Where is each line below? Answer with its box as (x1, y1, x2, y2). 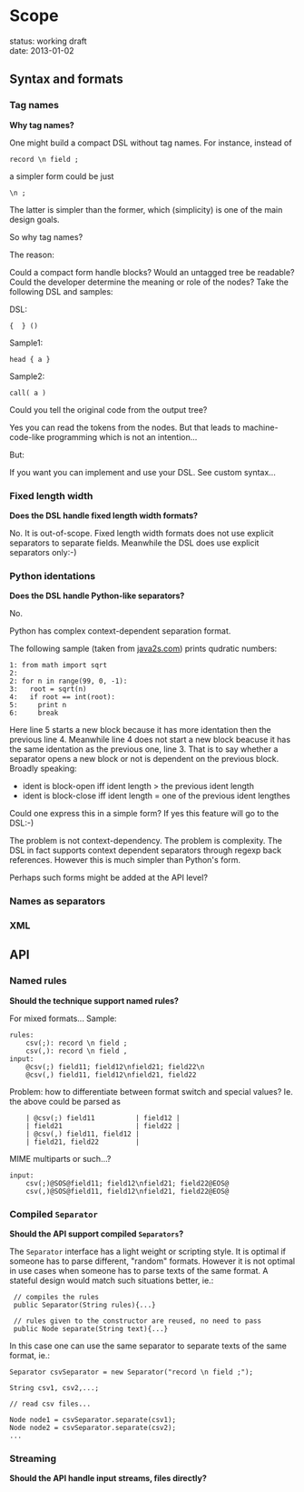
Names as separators (9, 895, 106, 907)
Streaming (9, 1452, 57, 1465)
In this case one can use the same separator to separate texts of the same (9, 1340, 288, 1351)
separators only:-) (9, 546, 77, 557)
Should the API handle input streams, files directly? (9, 1473, 207, 1484)
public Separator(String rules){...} (13, 1301, 156, 1310)
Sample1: (9, 337, 44, 348)
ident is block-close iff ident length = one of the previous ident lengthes (22, 790, 290, 801)
